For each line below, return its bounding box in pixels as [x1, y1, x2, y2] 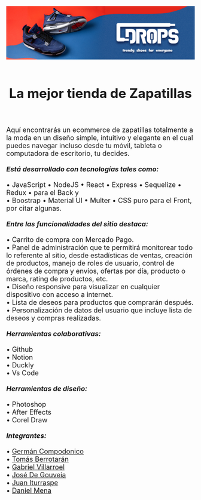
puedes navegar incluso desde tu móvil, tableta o [6, 141, 162, 150]
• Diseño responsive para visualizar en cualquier [6, 282, 160, 291]
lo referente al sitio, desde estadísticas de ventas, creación [6, 251, 193, 259]
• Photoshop [6, 400, 47, 409]
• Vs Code [6, 369, 39, 377]
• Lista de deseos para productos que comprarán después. [6, 298, 194, 306]
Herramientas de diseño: [6, 384, 88, 393]
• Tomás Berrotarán [6, 455, 69, 464]
